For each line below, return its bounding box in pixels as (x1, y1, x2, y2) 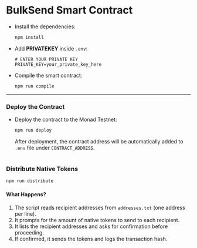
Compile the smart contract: (14, 72, 83, 79)
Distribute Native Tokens (6, 165, 78, 173)
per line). (14, 210, 36, 217)
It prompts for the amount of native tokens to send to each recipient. (14, 216, 180, 223)
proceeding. (14, 229, 44, 236)
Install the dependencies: (14, 23, 76, 30)
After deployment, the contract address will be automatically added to (14, 138, 184, 145)
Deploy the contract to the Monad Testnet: (14, 116, 117, 123)
